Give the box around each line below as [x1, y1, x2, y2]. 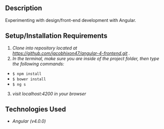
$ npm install [12, 71, 42, 76]
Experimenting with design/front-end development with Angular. [5, 17, 136, 23]
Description [5, 4, 42, 12]
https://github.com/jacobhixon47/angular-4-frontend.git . [12, 50, 130, 56]
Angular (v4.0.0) [12, 118, 46, 124]
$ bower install [12, 77, 46, 82]
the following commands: [12, 61, 64, 67]
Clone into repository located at [12, 45, 78, 51]
